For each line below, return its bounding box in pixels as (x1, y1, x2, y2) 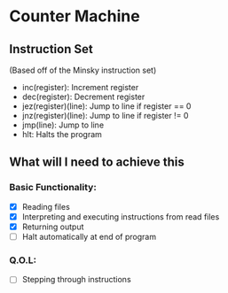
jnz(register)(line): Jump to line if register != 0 (21, 111, 189, 120)
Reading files (21, 201, 71, 212)
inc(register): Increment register (21, 82, 139, 92)
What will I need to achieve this (9, 155, 185, 170)
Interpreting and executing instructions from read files (21, 211, 220, 222)
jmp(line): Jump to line (21, 120, 105, 130)
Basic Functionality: (9, 181, 98, 194)
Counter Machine (9, 6, 140, 27)
